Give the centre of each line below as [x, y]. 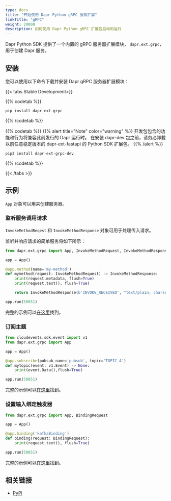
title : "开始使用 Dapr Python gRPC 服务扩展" [51, 15]
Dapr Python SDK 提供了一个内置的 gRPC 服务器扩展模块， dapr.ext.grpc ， [85, 44]
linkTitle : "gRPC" [25, 19]
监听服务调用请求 [26, 218]
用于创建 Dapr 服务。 [27, 51]
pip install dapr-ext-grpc [34, 111]
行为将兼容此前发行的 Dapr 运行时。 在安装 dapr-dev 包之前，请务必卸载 [90, 137]
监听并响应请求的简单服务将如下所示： [45, 241]
